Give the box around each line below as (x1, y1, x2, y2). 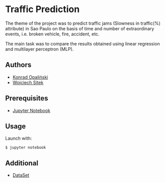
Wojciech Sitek (12, 79, 44, 85)
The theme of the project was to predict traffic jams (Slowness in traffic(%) (5, 20, 161, 26)
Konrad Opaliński (12, 74, 48, 80)
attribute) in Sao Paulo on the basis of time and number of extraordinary (5, 25, 154, 31)
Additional (5, 159, 39, 167)
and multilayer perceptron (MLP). (5, 46, 74, 52)
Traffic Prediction (5, 4, 80, 15)
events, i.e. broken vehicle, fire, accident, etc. (5, 31, 100, 37)
